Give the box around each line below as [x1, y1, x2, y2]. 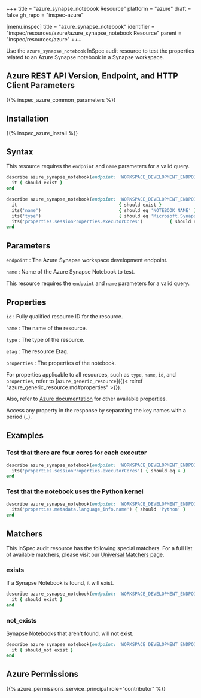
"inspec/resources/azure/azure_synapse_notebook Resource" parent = [6, 29, 182, 37]
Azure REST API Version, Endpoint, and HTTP [6, 71, 178, 81]
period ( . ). [6, 413, 32, 420]
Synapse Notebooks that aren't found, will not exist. [6, 630, 134, 637]
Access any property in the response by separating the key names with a [6, 406, 187, 414]
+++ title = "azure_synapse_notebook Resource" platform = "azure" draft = [6, 5, 191, 12]
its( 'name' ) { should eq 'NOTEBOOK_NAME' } [11, 207, 197, 213]
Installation [6, 114, 49, 124]
